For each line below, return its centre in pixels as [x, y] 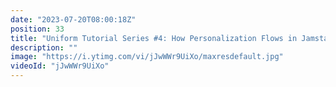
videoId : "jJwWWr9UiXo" [60, 66]
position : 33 [37, 29]
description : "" [44, 47]
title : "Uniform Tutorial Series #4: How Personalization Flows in [154, 38]
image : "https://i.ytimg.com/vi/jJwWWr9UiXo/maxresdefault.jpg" [147, 57]
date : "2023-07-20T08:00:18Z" [73, 19]
